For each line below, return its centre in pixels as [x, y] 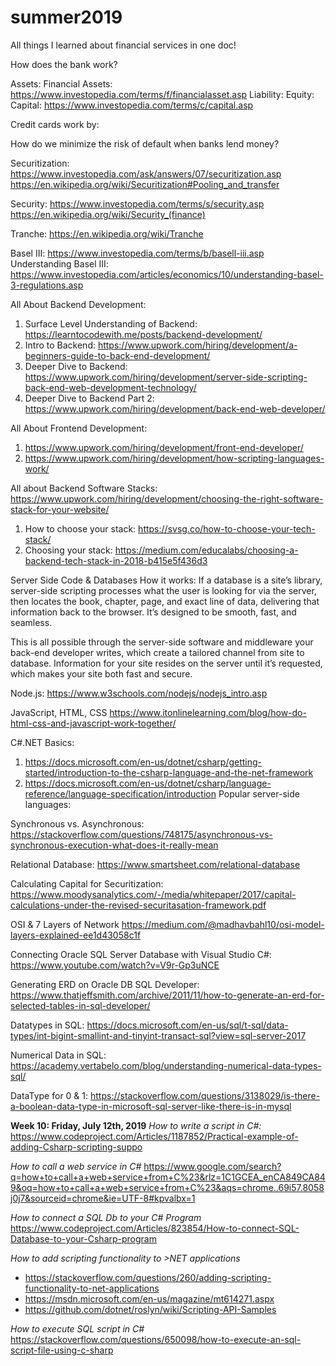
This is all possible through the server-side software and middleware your [162, 642]
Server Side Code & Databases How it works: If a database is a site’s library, [166, 580]
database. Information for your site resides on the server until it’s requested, [166, 663]
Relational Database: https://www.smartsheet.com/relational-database [155, 864]
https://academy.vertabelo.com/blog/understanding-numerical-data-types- [166, 1065]
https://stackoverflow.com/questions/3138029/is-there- [205, 1095]
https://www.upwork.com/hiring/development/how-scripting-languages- [174, 458]
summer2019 [66, 17]
